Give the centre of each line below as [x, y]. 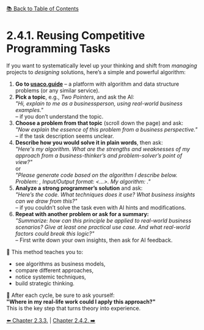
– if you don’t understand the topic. [59, 116]
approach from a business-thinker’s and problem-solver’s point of [99, 156]
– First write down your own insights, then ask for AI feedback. [94, 240]
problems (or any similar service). [57, 90]
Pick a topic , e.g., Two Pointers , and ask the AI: [75, 97]
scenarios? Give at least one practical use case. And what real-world [103, 227]
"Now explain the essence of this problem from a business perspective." [106, 129]
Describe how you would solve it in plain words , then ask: [89, 142]
